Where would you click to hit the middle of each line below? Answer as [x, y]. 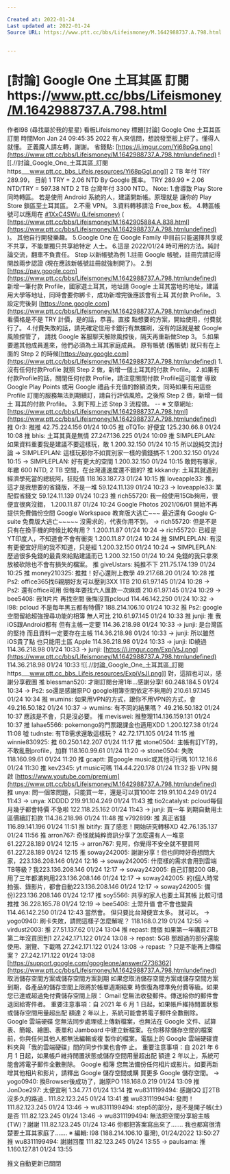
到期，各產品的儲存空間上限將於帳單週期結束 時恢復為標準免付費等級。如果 [113, 987]
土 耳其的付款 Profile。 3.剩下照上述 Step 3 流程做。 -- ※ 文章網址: [100, 404]
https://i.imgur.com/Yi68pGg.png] [165, 147]
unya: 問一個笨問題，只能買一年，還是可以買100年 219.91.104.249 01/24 [116, 792]
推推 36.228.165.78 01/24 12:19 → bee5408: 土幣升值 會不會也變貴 [100, 904]
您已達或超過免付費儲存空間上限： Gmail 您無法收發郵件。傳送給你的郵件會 [113, 995]
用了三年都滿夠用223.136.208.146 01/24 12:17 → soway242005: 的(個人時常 [113, 878]
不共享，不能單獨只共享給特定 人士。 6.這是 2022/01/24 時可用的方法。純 [111, 246]
